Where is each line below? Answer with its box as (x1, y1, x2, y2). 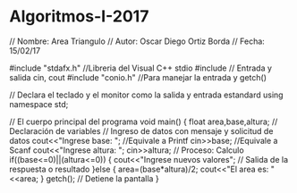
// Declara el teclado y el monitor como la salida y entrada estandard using (9, 89, 284, 100)
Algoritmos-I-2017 (9, 6, 149, 27)
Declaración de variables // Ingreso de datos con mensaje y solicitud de (9, 125, 274, 136)
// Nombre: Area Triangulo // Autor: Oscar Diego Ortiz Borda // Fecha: (9, 36, 266, 46)
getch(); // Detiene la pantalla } (46, 172, 159, 184)
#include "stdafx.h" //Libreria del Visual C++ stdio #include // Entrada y (9, 63, 273, 73)
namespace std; (9, 98, 69, 109)
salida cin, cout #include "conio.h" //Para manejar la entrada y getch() (9, 71, 267, 82)
